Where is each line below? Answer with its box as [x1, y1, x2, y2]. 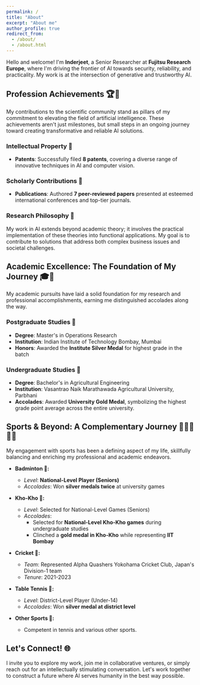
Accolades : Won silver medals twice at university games [23, 483, 165, 490]
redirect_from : [6, 31, 44, 37]
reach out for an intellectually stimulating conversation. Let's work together [6, 665, 191, 672]
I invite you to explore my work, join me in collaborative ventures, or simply [6, 659, 190, 666]
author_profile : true [6, 25, 60, 32]
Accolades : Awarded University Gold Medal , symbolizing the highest [14, 398, 186, 405]
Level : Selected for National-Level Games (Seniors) [23, 506, 150, 513]
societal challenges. [6, 244, 56, 251]
